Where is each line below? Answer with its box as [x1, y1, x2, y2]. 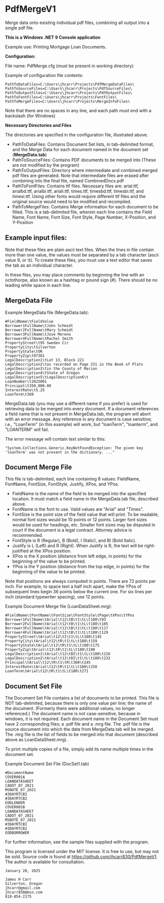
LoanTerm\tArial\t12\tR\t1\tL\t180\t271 [5, 669, 89, 674]
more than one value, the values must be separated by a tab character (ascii [5, 251, 159, 258]
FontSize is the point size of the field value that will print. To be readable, [12, 511, 159, 518]
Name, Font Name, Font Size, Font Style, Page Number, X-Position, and [12, 214, 156, 220]
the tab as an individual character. [5, 262, 73, 268]
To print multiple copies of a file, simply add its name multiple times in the [5, 746, 153, 752]
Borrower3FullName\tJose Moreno [5, 332, 71, 337]
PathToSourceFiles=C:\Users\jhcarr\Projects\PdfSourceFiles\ [5, 86, 133, 91]
